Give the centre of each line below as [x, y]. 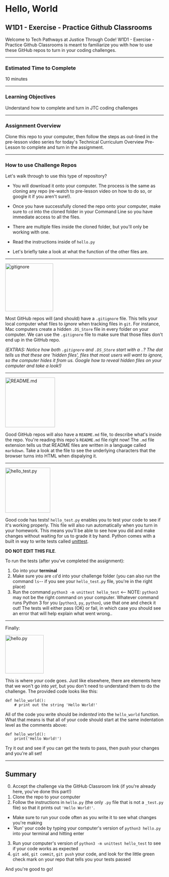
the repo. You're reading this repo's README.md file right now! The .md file [80, 440]
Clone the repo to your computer [46, 797]
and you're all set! [24, 753]
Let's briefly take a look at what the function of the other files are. [80, 252]
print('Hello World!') [38, 739]
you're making [27, 823]
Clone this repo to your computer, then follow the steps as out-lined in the [82, 136]
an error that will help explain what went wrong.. [62, 614]
